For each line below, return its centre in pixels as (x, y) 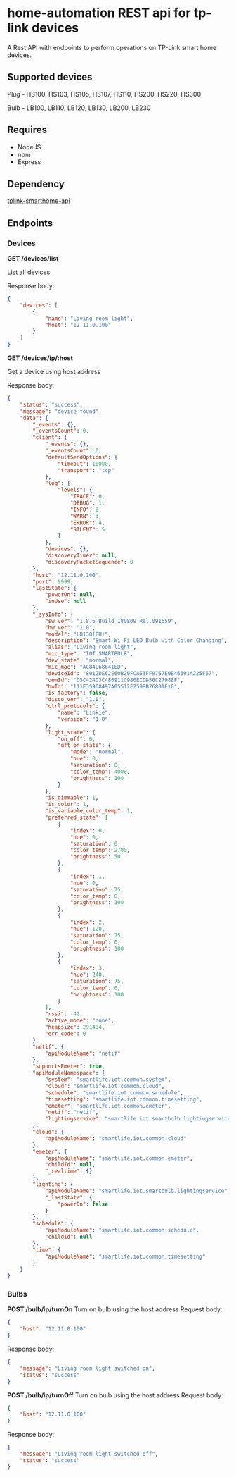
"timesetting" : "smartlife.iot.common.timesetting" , (123, 1099)
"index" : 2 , (87, 922)
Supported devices (50, 77)
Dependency (36, 184)
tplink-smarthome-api (39, 201)
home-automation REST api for (99, 13)
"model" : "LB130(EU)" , (78, 634)
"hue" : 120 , (87, 929)
